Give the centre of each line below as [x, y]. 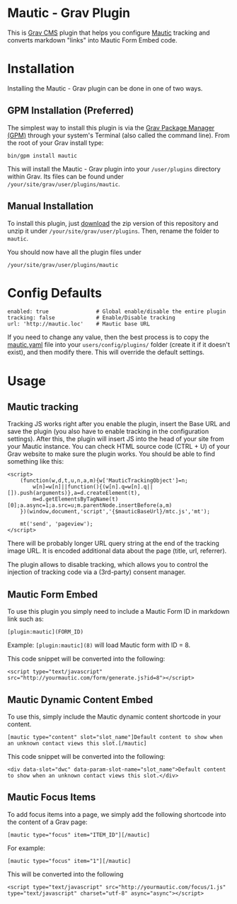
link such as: [25, 619]
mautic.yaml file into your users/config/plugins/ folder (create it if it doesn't [119, 345]
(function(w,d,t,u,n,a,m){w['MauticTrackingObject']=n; [104, 481]
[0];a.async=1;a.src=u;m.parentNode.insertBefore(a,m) [90, 505]
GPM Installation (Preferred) [71, 111]
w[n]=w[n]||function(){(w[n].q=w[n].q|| [93, 487]
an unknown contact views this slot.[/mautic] [77, 744]
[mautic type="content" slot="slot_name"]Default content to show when [115, 738]
